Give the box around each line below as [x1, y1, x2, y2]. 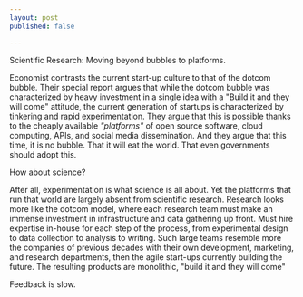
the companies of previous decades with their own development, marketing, [9, 242, 295, 253]
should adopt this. [9, 148, 77, 159]
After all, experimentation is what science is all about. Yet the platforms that [9, 184, 292, 195]
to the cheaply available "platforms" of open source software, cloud [9, 120, 263, 131]
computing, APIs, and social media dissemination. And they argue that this [9, 129, 288, 140]
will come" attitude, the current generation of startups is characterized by [9, 101, 284, 111]
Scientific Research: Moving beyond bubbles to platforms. [9, 54, 227, 65]
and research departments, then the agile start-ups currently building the [9, 251, 283, 263]
